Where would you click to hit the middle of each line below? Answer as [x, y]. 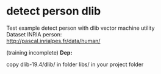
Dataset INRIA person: [34, 34]
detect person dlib [54, 11]
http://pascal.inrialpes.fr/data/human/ [53, 41]
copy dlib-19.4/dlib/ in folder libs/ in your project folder [75, 64]
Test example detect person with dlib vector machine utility [80, 28]
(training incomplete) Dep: [39, 52]
